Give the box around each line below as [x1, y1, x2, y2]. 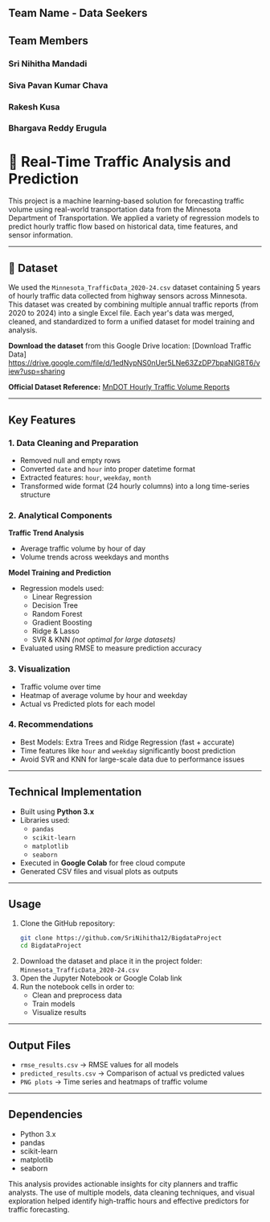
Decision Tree [31, 601, 79, 610]
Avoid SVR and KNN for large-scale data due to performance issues [19, 754, 245, 764]
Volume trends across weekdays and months [19, 552, 170, 562]
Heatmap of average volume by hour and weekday [19, 690, 188, 700]
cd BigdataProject [19, 942, 82, 950]
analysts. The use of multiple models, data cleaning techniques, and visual [8, 1187, 256, 1197]
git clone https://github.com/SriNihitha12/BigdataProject [19, 934, 223, 943]
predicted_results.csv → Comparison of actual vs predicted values [19, 1068, 245, 1078]
